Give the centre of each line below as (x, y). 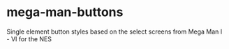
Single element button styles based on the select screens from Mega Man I (114, 31)
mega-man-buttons (65, 12)
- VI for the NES (29, 38)
